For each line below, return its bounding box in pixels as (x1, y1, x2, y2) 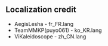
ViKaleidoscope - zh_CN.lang (14, 32, 87, 40)
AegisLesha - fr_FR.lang (14, 20, 74, 27)
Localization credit (5, 5, 76, 15)
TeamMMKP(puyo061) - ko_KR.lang (14, 27, 102, 34)
